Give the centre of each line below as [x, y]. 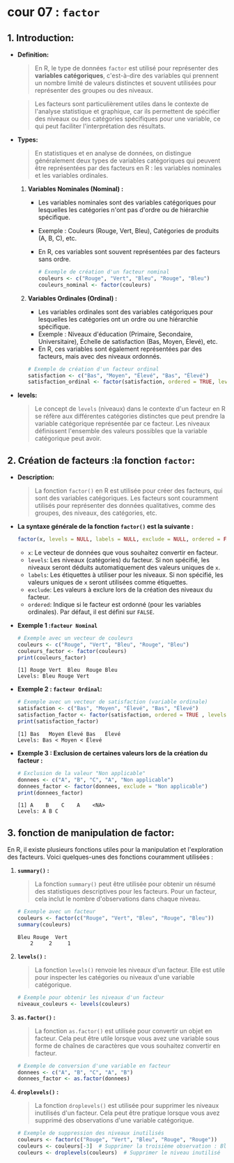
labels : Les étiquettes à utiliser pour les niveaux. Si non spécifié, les [126, 575]
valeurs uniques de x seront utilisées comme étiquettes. [108, 582]
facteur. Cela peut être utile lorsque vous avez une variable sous [127, 1038]
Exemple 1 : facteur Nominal [57, 625]
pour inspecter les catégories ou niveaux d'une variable [115, 977]
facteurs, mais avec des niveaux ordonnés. [100, 356]
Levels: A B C [38, 811]
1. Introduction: [41, 38]
